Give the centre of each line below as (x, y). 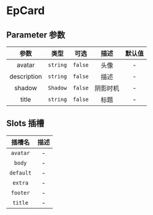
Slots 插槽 (25, 123)
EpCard (25, 11)
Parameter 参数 (36, 35)
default (21, 173)
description (26, 76)
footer (21, 193)
